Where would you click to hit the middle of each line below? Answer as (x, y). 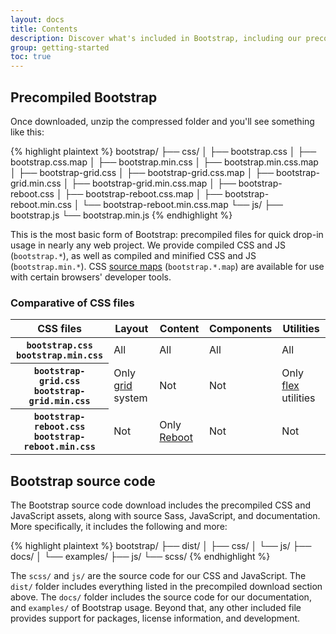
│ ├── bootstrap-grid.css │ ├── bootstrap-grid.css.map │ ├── (142, 172)
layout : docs (37, 19)
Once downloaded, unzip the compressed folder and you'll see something (162, 121)
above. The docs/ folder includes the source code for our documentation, (161, 597)
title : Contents (44, 29)
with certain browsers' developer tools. (91, 277)
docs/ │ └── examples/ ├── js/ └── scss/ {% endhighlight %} (140, 557)
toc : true (31, 57)
